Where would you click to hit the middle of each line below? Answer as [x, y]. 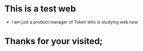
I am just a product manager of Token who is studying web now [75, 22]
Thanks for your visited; [54, 41]
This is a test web [40, 9]
